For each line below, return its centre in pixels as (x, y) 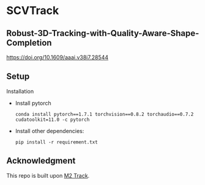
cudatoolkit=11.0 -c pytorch (52, 120)
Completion (29, 42)
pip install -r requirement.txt (56, 142)
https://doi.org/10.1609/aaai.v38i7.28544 (58, 57)
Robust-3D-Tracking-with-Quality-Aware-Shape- (103, 33)
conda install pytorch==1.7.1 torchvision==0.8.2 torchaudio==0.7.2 (104, 114)
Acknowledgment (41, 161)
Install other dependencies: (50, 131)
